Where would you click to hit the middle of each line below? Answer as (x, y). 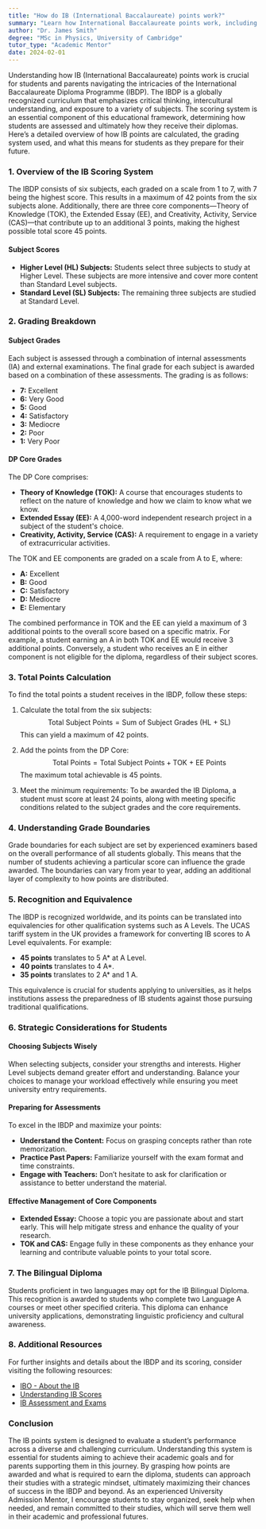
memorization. (43, 1149)
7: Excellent (39, 390)
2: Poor (32, 432)
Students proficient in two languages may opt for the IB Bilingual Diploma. (129, 1290)
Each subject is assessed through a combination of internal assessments (127, 358)
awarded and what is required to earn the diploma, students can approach (130, 1474)
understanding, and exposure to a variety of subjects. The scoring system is (133, 109)
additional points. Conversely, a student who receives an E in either (118, 648)
